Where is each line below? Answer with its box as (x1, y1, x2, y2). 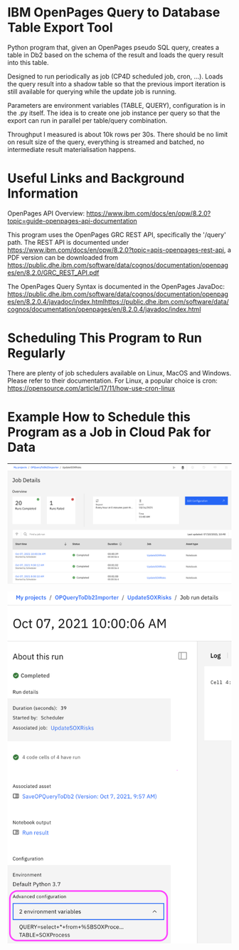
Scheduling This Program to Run (7, 330, 203, 346)
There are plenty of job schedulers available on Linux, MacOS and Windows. (7, 368, 232, 377)
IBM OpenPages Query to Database (7, 4, 221, 21)
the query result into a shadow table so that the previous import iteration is (7, 79, 226, 88)
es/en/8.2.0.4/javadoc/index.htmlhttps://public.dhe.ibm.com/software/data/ (7, 297, 229, 305)
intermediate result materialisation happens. (7, 145, 137, 153)
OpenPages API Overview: (7, 208, 85, 218)
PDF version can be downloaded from (7, 253, 119, 261)
